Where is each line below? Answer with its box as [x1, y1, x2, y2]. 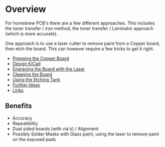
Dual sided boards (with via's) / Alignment [12, 125, 99, 131]
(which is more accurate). [5, 30, 58, 36]
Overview [5, 3, 46, 15]
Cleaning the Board [12, 71, 52, 77]
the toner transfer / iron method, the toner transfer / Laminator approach [5, 25, 154, 31]
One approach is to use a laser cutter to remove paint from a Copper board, [5, 40, 161, 46]
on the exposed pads [12, 136, 56, 142]
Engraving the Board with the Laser [12, 66, 85, 72]
